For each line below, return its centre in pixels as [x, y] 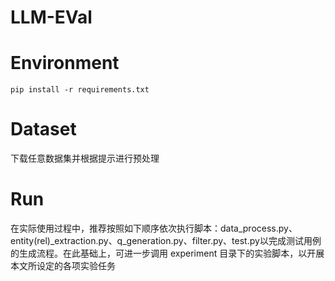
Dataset [43, 129]
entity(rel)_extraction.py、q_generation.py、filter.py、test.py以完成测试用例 [166, 240]
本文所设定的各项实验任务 [63, 265]
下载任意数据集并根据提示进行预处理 [85, 158]
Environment [65, 63]
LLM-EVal [51, 17]
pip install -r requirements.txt [80, 90]
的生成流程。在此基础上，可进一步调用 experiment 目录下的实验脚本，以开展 [167, 253]
